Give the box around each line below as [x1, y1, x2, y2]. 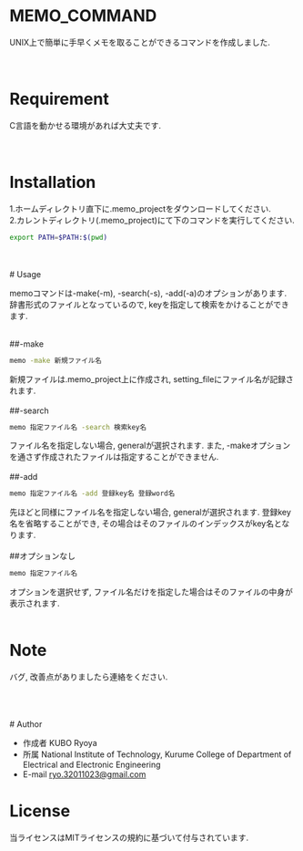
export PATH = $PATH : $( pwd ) [9, 233, 107, 242]
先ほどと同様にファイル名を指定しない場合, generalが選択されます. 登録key [9, 507, 291, 518]
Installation [9, 172, 96, 192]
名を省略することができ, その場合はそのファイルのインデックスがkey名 [9, 518, 275, 529]
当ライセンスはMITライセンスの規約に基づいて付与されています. [9, 832, 249, 844]
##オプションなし [9, 551, 76, 562]
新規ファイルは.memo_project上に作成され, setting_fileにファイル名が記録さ [9, 373, 294, 384]
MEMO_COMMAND [9, 5, 157, 26]
